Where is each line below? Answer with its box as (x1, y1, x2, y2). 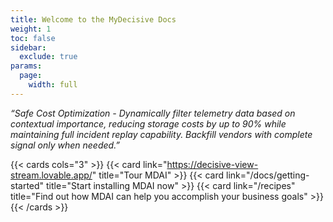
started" (10, 179, 45, 191)
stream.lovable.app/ (10, 169, 93, 181)
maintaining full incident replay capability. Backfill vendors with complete (10, 128, 313, 140)
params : (10, 61, 43, 71)
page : (19, 71, 43, 81)
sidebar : (10, 42, 47, 53)
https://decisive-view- (166, 158, 259, 170)
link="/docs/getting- (225, 169, 310, 181)
